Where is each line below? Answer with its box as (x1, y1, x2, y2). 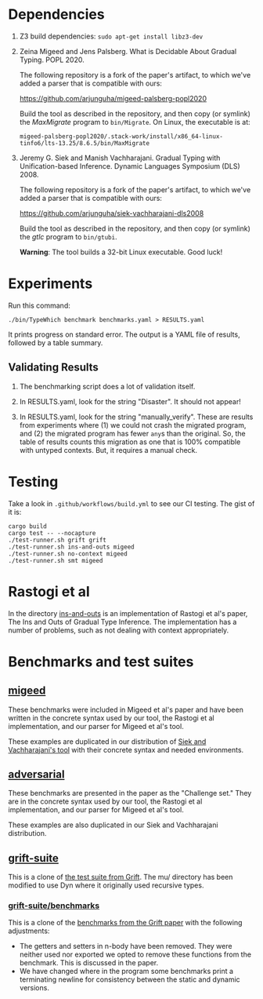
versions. (19, 983, 49, 993)
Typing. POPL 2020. (19, 55, 85, 64)
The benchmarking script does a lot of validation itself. (19, 381, 196, 391)
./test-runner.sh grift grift (8, 536, 107, 544)
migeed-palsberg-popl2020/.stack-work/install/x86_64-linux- (19, 132, 224, 140)
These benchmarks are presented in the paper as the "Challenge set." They (8, 789, 252, 798)
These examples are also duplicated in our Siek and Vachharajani (8, 820, 218, 829)
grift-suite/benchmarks (8, 900, 100, 911)
